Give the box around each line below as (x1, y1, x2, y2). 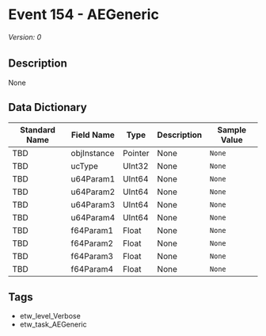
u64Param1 (70, 173, 116, 184)
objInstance (70, 147, 115, 158)
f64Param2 (70, 238, 113, 249)
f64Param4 (70, 263, 113, 274)
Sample (217, 124, 247, 136)
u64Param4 (70, 212, 116, 223)
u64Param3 (70, 199, 116, 210)
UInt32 (122, 160, 149, 171)
